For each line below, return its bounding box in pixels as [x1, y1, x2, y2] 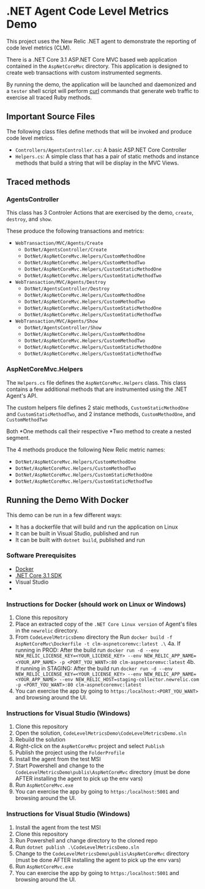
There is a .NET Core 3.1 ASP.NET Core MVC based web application [6, 56, 177, 63]
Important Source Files [6, 111, 95, 122]
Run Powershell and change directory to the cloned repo [15, 836, 158, 844]
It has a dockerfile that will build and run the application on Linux [15, 523, 179, 530]
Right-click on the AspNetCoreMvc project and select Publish [15, 742, 165, 750]
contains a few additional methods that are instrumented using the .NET [6, 385, 187, 393]
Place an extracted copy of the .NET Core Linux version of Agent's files [15, 620, 198, 628]
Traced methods [6, 177, 70, 187]
